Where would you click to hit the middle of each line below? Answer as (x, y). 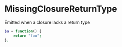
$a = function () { (23, 31)
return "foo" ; (27, 36)
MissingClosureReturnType (61, 9)
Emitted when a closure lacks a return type (47, 22)
